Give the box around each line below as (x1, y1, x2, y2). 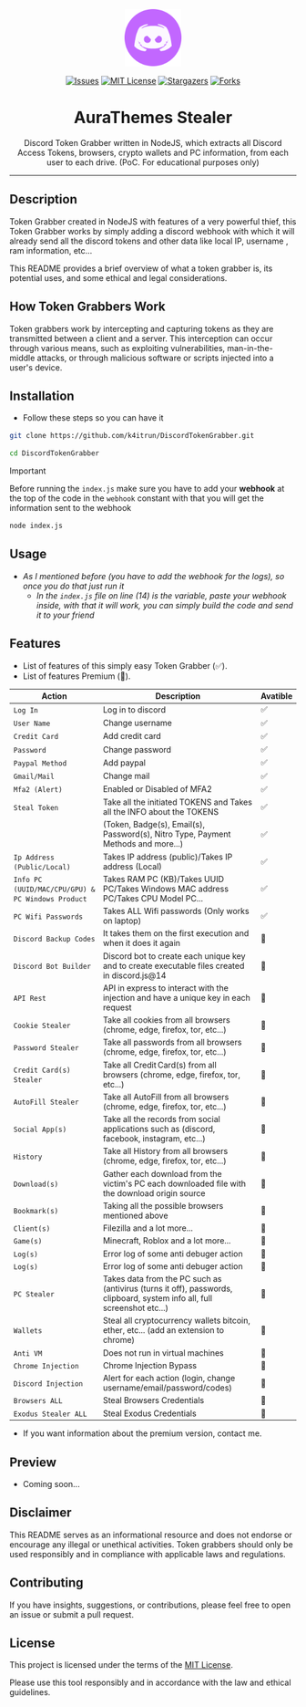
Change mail (103, 771, 150, 782)
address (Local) (103, 860, 162, 871)
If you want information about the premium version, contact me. (22, 1428, 262, 1439)
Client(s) (13, 1224, 51, 1233)
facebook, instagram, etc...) (103, 1133, 207, 1144)
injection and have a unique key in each (103, 992, 250, 1003)
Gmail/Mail (13, 772, 55, 782)
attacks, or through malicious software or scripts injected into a (36, 352, 275, 363)
